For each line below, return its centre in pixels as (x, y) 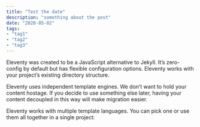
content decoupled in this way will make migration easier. (77, 99)
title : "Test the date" (36, 12)
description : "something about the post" (59, 17)
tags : (13, 28)
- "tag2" (17, 40)
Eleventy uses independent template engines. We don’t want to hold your (96, 86)
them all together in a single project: (51, 117)
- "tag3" (17, 46)
